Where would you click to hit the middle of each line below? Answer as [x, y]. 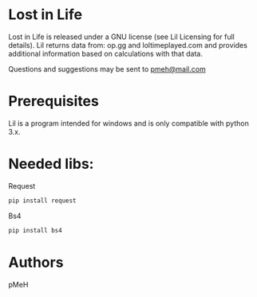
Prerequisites [54, 102]
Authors [36, 262]
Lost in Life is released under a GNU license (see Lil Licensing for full [122, 37]
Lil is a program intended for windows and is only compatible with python [128, 123]
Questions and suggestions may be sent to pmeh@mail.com [107, 68]
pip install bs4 [35, 230]
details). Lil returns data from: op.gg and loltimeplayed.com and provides [128, 45]
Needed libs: [51, 164]
